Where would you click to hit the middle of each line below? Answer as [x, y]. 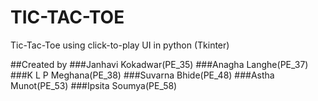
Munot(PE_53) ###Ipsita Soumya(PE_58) [94, 85]
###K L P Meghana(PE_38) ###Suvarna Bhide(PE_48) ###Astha [142, 75]
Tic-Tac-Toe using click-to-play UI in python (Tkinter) [120, 45]
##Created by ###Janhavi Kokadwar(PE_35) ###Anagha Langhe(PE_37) [159, 64]
